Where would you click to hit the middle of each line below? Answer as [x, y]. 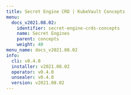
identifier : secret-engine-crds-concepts [68, 28]
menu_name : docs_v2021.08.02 [42, 50]
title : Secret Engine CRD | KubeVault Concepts [66, 12]
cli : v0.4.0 [26, 61]
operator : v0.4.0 [33, 72]
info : [13, 55]
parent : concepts [38, 39]
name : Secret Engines [43, 34]
